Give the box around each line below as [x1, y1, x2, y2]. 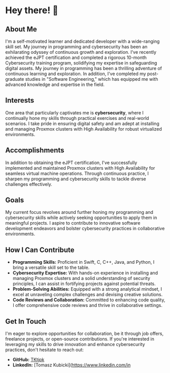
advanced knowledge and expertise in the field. [5, 81, 105, 87]
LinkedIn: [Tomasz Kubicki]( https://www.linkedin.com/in [12, 362, 131, 368]
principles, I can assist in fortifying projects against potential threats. [12, 281, 156, 287]
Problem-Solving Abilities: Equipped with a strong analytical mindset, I [12, 286, 162, 292]
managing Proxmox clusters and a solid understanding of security [12, 275, 151, 282]
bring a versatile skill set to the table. [12, 264, 90, 271]
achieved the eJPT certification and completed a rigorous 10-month [5, 54, 147, 60]
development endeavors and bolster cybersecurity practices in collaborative [5, 226, 165, 232]
